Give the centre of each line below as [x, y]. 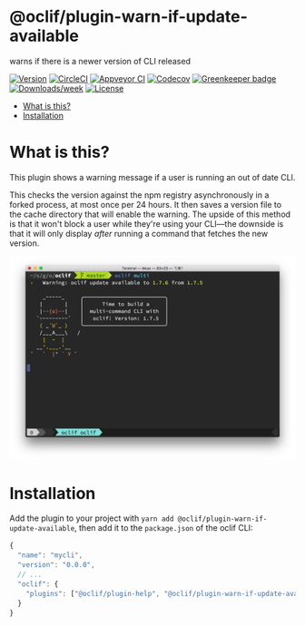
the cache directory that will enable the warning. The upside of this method [150, 214]
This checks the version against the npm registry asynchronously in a [139, 195]
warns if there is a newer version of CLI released [100, 61]
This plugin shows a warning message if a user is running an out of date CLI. [152, 177]
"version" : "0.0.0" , [56, 565]
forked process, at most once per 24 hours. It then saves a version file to [146, 204]
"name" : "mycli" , [50, 555]
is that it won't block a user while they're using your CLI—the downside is [147, 223]
